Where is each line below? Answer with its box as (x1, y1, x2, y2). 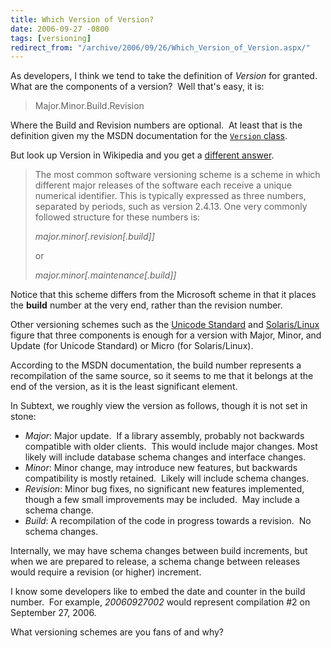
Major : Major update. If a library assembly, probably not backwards (24, 430, 305, 442)
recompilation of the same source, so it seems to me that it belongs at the (10, 370, 314, 382)
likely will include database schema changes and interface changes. (24, 451, 307, 463)
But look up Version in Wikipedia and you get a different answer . (10, 149, 275, 161)
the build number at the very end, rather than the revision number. (10, 299, 283, 311)
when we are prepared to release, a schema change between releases (10, 556, 301, 568)
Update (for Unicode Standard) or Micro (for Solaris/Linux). (10, 340, 254, 352)
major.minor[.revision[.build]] (34, 231, 155, 243)
